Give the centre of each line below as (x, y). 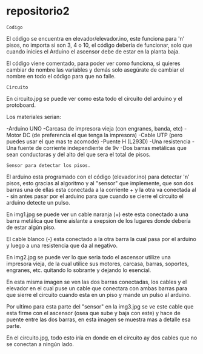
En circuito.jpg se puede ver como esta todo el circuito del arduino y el (95, 98)
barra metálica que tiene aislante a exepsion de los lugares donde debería (98, 220)
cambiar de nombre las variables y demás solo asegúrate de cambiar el (95, 70)
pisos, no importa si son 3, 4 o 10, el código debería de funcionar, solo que (99, 45)
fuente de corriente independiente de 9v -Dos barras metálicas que (102, 148)
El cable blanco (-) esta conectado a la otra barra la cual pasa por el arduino (101, 239)
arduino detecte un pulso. (38, 202)
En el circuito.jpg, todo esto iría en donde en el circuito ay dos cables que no (102, 338)
